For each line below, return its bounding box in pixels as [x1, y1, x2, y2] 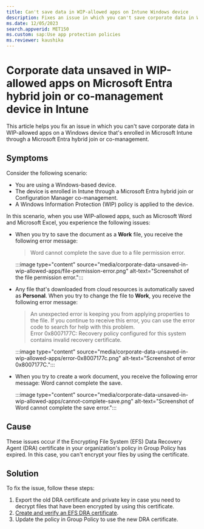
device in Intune [6, 102, 89, 116]
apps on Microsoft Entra [49, 77, 173, 90]
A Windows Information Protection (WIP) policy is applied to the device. [15, 201, 194, 208]
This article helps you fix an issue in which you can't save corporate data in [6, 122, 195, 130]
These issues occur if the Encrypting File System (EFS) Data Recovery [6, 438, 182, 445]
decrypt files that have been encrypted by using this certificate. [15, 503, 175, 510]
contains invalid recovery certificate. [30, 336, 122, 343]
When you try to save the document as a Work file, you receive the [15, 230, 183, 238]
